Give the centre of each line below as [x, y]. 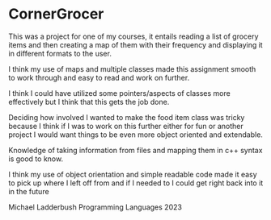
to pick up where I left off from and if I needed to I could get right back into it [136, 183]
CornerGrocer [56, 14]
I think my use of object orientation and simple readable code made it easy [133, 174]
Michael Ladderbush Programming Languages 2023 [95, 207]
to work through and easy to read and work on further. [99, 77]
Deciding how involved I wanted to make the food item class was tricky [127, 117]
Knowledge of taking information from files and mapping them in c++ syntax [135, 150]
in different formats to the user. [60, 53]
